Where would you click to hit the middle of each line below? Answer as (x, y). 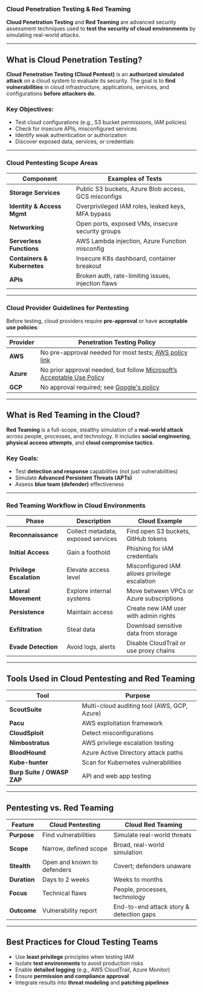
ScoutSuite (26, 710)
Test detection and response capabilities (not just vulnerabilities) (96, 472)
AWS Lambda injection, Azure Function (131, 241)
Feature (23, 825)
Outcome (23, 910)
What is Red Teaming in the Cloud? (73, 415)
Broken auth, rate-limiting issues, (123, 276)
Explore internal (89, 591)
